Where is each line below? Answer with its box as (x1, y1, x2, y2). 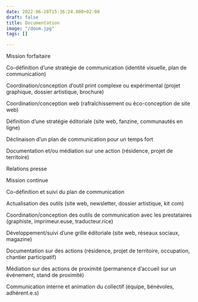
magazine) (6, 236, 33, 243)
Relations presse (6, 165, 47, 172)
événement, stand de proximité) (6, 272, 85, 279)
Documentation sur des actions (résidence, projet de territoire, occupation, (6, 247, 190, 254)
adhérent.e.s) (6, 289, 39, 297)
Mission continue (6, 177, 49, 184)
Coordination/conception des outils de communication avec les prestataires (6, 211, 192, 218)
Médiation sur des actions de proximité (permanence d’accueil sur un (6, 265, 177, 272)
